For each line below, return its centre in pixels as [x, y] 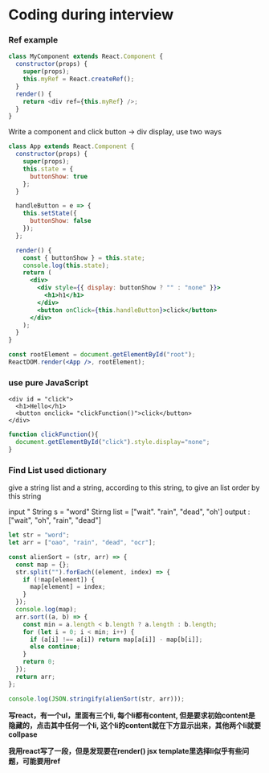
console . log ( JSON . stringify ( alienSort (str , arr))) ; [96, 699]
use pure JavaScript [49, 382]
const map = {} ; [43, 565]
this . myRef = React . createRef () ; [79, 79]
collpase [23, 734]
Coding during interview [91, 15]
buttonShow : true [59, 176]
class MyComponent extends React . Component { [86, 57]
